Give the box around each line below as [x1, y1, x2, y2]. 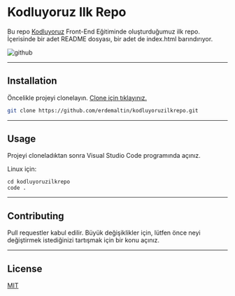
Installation [7, 75, 57, 87]
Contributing [7, 210, 64, 222]
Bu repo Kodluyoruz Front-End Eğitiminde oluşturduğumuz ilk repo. [7, 27, 201, 36]
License [7, 262, 43, 274]
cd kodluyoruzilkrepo [7, 179, 71, 186]
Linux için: [7, 165, 37, 173]
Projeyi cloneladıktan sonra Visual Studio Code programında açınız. [7, 151, 201, 160]
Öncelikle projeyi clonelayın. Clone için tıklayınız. [7, 94, 148, 102]
